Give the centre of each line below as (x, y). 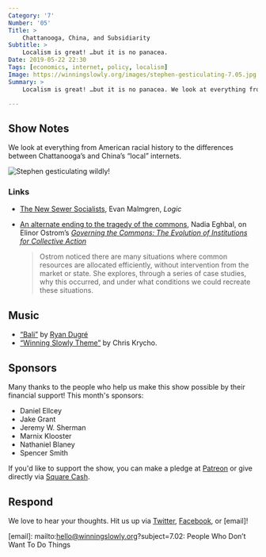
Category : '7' (32, 15)
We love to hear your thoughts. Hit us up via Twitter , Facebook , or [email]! (128, 521)
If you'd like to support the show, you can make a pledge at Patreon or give (131, 468)
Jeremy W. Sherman (53, 428)
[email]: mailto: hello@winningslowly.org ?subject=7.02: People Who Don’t (127, 536)
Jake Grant (38, 419)
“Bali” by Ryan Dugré (54, 335)
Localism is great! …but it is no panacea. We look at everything (134, 89)
